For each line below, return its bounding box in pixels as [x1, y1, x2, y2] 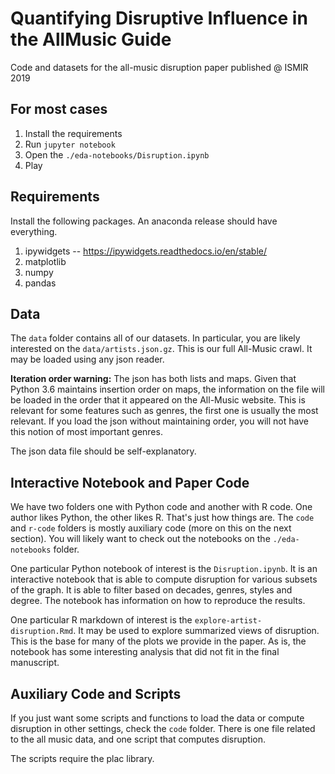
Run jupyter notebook [24, 138, 116, 150]
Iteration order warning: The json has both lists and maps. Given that [10, 373, 297, 385]
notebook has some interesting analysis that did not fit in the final [10, 646, 280, 658]
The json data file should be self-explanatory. [10, 445, 197, 457]
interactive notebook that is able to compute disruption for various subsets [10, 573, 318, 586]
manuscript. [10, 657, 60, 669]
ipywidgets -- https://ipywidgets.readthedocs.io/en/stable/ [24, 245, 267, 257]
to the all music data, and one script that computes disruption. [10, 733, 266, 745]
